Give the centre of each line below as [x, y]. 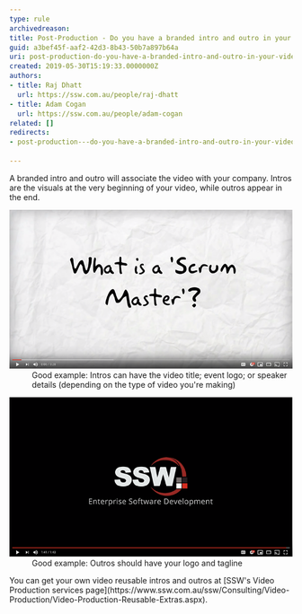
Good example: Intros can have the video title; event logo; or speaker [160, 375]
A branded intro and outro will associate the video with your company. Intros [151, 178]
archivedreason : [40, 28]
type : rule [30, 19]
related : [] [31, 123]
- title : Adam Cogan [48, 104]
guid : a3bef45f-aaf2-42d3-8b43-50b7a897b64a [94, 48]
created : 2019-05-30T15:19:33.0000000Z [84, 66]
